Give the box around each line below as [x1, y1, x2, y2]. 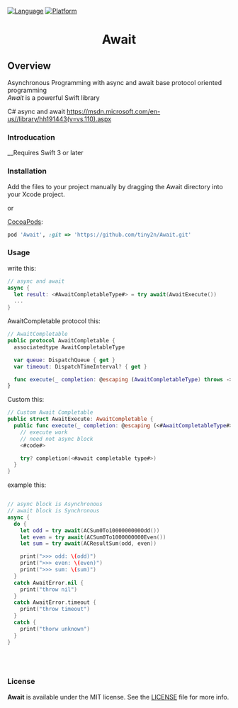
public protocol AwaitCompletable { [7, 337, 115, 344]
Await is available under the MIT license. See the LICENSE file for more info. [7, 692, 229, 701]
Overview [7, 60, 52, 72]
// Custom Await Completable [7, 409, 93, 416]
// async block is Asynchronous [7, 500, 103, 508]
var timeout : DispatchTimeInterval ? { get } [13, 363, 147, 370]
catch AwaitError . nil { [13, 579, 84, 586]
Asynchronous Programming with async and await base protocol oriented [7, 79, 222, 86]
